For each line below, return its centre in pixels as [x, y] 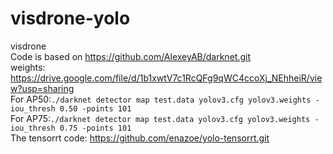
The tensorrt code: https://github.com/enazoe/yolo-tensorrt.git [140, 138]
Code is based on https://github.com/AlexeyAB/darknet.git [130, 56]
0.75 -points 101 [95, 128]
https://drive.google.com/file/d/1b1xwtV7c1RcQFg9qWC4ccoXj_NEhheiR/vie [166, 78]
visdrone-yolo [70, 18]
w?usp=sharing [42, 88]
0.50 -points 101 [95, 108]
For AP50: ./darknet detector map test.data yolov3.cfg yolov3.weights [161, 99]
